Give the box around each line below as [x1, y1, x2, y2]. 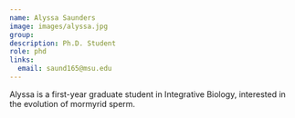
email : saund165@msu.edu [17, 64, 112, 74]
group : [9, 30, 35, 39]
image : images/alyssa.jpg [9, 22, 108, 31]
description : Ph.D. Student [9, 38, 117, 48]
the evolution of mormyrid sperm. [9, 98, 135, 109]
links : [9, 55, 35, 64]
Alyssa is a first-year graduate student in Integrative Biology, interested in [9, 88, 286, 100]
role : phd [9, 47, 47, 56]
